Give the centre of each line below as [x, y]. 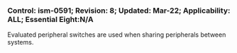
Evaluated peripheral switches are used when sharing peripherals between [117, 35]
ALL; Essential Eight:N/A [50, 19]
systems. [21, 42]
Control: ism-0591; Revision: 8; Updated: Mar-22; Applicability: [119, 11]
